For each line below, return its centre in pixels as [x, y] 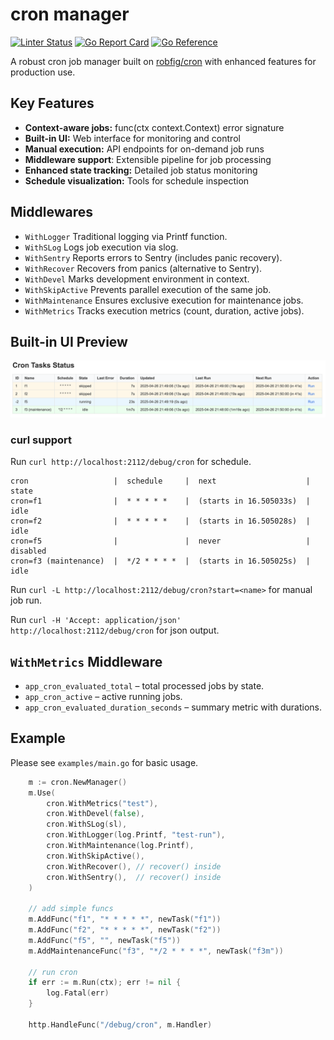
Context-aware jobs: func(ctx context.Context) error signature [154, 127]
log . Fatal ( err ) [78, 993]
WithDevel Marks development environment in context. [137, 279]
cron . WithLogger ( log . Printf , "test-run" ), [136, 835]
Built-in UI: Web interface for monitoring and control [132, 138]
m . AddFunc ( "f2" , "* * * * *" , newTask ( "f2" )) [125, 930]
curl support [41, 440]
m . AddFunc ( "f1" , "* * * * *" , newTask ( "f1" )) [125, 919]
